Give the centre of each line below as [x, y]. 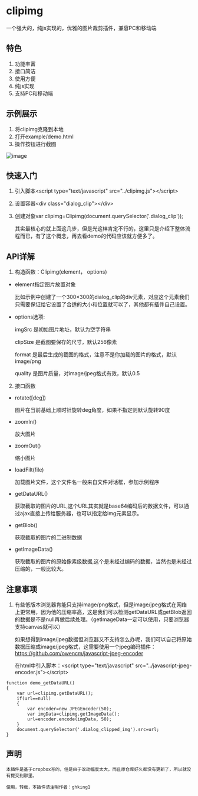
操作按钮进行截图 [35, 144]
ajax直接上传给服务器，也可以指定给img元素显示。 [81, 514]
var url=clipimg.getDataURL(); [55, 693]
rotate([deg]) [30, 398]
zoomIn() [26, 422]
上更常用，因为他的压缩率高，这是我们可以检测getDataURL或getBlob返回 [103, 612]
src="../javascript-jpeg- [164, 665]
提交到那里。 [24, 775]
